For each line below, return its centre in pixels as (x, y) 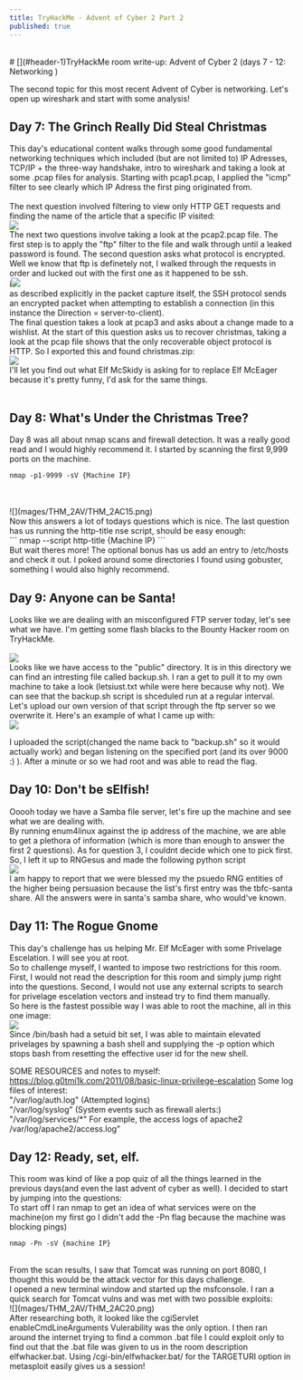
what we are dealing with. (57, 821)
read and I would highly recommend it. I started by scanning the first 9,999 (149, 449)
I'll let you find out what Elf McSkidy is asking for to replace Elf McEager (143, 370)
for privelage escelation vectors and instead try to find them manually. (140, 996)
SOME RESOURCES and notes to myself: (85, 1071)
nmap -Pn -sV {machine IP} (60, 1244)
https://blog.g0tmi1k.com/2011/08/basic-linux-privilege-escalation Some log (151, 1080)
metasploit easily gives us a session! (77, 1366)
